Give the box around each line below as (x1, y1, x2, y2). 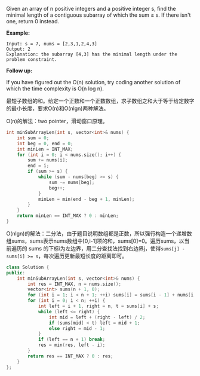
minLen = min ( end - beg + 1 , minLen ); (38, 196, 135, 202)
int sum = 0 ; (17, 134, 50, 141)
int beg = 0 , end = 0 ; (17, 140, 73, 146)
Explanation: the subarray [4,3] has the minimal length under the (6, 51, 178, 57)
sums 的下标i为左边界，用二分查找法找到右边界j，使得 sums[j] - (28, 244, 185, 252)
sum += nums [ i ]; (27, 157, 68, 163)
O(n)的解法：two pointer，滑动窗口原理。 (6, 118, 109, 124)
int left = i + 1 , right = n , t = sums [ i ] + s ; (38, 303, 159, 309)
